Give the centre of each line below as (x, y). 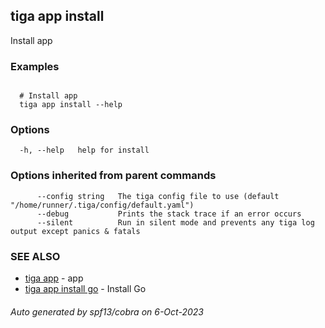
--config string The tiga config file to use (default (158, 196)
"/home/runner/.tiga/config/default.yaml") (102, 205)
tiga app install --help (71, 105)
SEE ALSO (35, 256)
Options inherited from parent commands (113, 176)
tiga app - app (54, 278)
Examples (35, 66)
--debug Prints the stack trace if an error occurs (169, 214)
